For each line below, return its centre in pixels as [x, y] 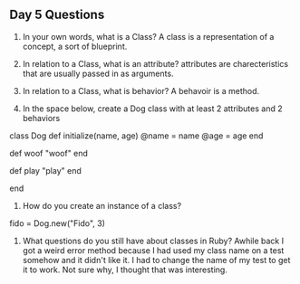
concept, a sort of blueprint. [75, 46]
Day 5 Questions [57, 15]
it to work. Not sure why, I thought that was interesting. [125, 270]
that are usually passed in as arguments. [98, 73]
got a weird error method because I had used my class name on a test [153, 250]
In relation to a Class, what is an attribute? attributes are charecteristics [155, 63]
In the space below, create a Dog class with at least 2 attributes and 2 [152, 109]
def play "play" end [45, 170]
